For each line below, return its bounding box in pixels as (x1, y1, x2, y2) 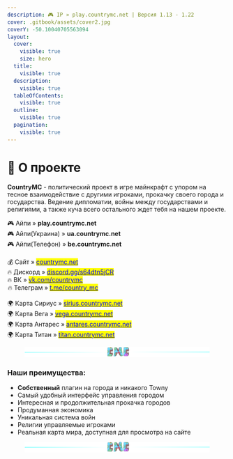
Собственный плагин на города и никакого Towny (17, 384, 169, 392)
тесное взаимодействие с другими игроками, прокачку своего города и (7, 190, 225, 199)
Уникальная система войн (17, 413, 96, 421)
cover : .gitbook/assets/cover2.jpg (7, 18, 111, 26)
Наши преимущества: (7, 368, 86, 378)
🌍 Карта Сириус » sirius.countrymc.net (7, 299, 123, 307)
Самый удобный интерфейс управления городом (17, 391, 165, 400)
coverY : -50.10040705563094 (7, 26, 89, 33)
